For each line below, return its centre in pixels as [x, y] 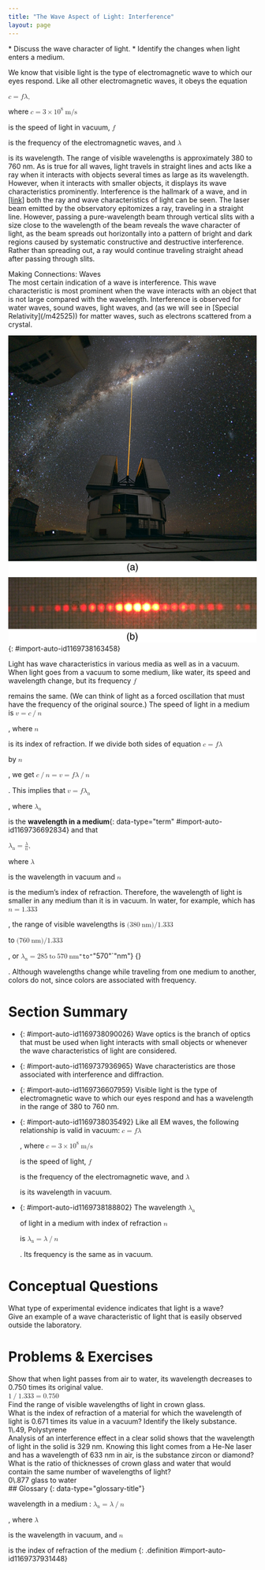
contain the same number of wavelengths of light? [90, 1471]
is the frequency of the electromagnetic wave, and [101, 1176]
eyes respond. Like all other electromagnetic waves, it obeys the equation [128, 81]
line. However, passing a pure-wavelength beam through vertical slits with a [131, 217]
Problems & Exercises [81, 1357]
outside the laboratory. [45, 1325]
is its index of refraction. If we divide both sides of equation [105, 744]
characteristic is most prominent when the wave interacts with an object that [132, 291]
